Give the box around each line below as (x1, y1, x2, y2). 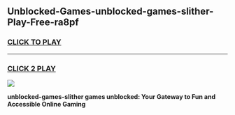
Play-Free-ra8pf (7, 17, 79, 29)
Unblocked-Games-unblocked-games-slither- (7, 6, 214, 17)
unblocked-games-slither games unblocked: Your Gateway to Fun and (7, 92, 215, 100)
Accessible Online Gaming (7, 100, 86, 108)
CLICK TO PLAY (7, 38, 62, 47)
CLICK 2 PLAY (7, 63, 56, 73)
